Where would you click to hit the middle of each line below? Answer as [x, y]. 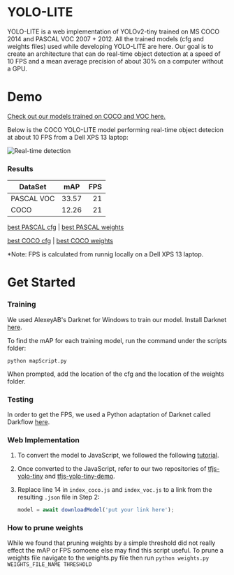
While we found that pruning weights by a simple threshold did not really [111, 543]
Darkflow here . [29, 422]
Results [20, 168]
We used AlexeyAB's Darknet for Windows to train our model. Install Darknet [117, 319]
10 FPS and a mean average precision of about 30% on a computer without [115, 61]
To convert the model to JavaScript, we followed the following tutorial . [118, 456]
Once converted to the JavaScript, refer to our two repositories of [112, 469]
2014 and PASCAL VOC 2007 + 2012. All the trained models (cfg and [105, 38]
